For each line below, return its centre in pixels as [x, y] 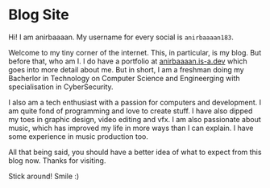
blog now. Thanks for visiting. [57, 160]
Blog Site [39, 15]
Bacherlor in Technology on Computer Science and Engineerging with [124, 78]
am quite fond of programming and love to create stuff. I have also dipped [131, 111]
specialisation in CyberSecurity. [61, 87]
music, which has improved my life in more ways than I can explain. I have [131, 128]
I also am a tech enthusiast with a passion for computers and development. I [135, 102]
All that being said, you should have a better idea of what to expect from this [135, 152]
